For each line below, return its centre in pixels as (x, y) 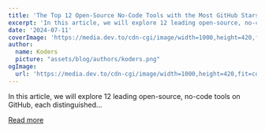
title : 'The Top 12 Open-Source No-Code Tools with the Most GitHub (123, 15)
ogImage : (22, 67)
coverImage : (28, 37)
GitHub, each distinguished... (55, 104)
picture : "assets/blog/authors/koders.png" (88, 60)
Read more (26, 119)
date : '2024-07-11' (40, 30)
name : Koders (37, 52)
